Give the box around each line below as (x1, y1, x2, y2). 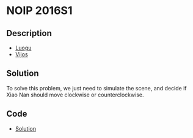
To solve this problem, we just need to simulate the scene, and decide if (6, 84, 187, 92)
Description (6, 28, 52, 38)
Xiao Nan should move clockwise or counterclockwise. (6, 91, 144, 98)
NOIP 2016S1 (6, 4, 73, 18)
